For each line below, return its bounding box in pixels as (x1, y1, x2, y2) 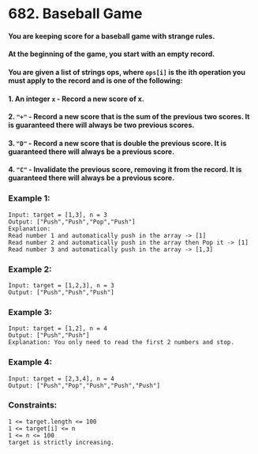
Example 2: (8, 264, 52, 275)
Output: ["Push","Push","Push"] (8, 288, 114, 296)
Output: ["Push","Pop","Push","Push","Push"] (8, 381, 160, 389)
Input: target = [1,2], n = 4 (8, 325, 108, 332)
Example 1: (8, 193, 50, 204)
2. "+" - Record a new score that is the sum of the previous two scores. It (8, 112, 250, 122)
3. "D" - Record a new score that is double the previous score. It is (8, 138, 227, 148)
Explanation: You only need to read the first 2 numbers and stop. (8, 339, 235, 347)
